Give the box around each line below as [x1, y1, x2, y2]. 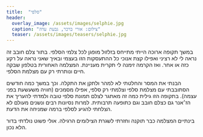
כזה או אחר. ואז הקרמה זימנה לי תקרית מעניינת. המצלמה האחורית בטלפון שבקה [6, 61, 189, 69]
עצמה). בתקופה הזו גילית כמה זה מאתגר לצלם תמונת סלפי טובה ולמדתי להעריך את [6, 93, 197, 100]
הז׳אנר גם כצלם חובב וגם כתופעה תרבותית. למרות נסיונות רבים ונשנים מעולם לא [6, 99, 191, 107]
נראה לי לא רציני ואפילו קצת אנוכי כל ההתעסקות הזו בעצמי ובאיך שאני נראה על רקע [6, 55, 197, 62]
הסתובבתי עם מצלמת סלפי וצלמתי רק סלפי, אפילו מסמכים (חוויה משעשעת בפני [6, 86, 190, 93]
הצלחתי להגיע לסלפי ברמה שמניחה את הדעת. [6, 105, 112, 113]
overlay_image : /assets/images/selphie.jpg [12, 20, 124, 26]
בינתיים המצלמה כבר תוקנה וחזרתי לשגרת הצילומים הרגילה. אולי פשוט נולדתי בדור [6, 117, 195, 125]
